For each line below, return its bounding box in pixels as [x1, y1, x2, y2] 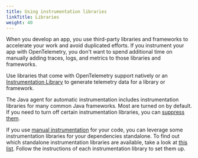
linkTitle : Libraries [6, 14, 60, 20]
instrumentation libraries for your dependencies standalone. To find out [6, 133, 180, 140]
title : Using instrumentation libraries [6, 8, 108, 15]
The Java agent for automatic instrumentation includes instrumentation [6, 96, 179, 103]
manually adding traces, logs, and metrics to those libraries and [6, 54, 161, 62]
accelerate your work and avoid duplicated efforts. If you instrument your [6, 42, 184, 49]
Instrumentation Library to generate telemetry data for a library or [6, 78, 165, 85]
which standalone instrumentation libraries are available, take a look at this [6, 139, 188, 146]
